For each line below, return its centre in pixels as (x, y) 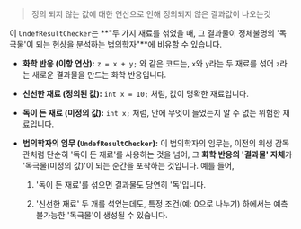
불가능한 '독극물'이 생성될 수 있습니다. (102, 215)
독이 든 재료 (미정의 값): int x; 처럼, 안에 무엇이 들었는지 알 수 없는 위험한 (151, 113)
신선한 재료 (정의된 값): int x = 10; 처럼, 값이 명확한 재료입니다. (135, 94)
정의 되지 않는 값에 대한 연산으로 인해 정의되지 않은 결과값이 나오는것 (151, 14)
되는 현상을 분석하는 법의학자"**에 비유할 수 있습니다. (129, 44)
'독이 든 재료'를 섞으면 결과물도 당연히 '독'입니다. (121, 185)
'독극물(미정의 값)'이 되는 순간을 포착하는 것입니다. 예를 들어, (128, 166)
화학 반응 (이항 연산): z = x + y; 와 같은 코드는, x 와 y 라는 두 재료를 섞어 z (151, 63)
